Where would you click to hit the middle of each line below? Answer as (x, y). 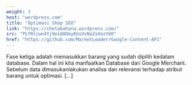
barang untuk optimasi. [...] (40, 76)
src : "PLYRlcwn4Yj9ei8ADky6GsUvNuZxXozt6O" (61, 34)
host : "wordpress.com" (34, 17)
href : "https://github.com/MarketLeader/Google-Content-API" (84, 40)
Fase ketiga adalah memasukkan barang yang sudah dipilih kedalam (91, 57)
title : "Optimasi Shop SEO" (41, 23)
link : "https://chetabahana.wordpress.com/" (63, 28)
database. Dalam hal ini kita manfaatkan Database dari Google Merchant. (96, 63)
